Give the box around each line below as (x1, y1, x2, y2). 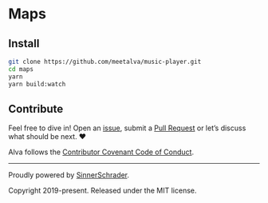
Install (8, 37, 40, 50)
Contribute (8, 101, 64, 116)
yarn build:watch (8, 80, 66, 88)
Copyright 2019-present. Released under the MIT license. (8, 185, 197, 196)
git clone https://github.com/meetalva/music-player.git (8, 58, 202, 66)
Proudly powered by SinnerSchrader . (8, 170, 130, 180)
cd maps (8, 65, 34, 73)
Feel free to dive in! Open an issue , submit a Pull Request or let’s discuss (8, 123, 246, 133)
